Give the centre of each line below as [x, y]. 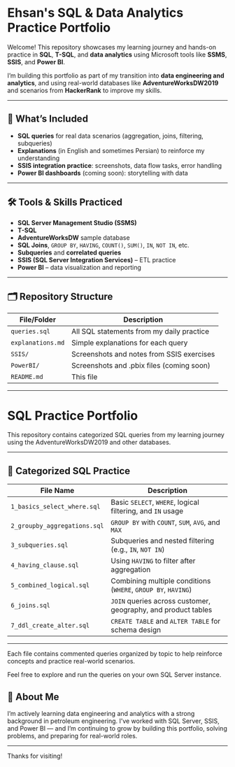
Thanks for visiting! [35, 756]
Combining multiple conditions [161, 581]
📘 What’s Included [48, 119]
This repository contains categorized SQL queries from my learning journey [116, 435]
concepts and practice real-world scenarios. [71, 661]
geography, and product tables [162, 610]
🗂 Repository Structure [60, 296]
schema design [136, 630]
